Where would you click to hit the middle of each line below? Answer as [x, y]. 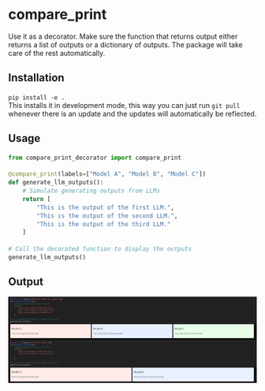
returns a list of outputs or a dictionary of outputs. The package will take [125, 44]
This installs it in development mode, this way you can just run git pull [124, 105]
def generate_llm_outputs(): [56, 183]
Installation [36, 78]
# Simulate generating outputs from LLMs [91, 191]
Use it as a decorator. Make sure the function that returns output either [123, 36]
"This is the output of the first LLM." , [106, 207]
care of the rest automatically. [56, 53]
